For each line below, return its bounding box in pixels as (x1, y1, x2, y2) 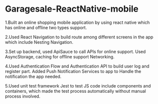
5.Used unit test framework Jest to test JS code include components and (5, 83, 151, 88)
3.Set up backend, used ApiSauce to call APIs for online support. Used (5, 49, 146, 54)
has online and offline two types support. (5, 24, 87, 30)
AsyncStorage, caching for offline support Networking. (5, 53, 115, 59)
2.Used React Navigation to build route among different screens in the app (5, 34, 154, 40)
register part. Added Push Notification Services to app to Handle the (5, 68, 142, 74)
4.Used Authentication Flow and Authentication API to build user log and (5, 63, 149, 69)
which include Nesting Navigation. (5, 39, 74, 45)
